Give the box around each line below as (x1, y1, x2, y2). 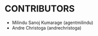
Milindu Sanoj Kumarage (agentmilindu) (11, 19, 93, 25)
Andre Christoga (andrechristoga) (11, 24, 82, 30)
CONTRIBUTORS (4, 3, 75, 14)
